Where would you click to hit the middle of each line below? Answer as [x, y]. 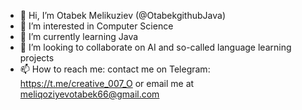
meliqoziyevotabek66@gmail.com [89, 94]
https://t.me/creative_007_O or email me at [107, 83]
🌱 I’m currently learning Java [79, 36]
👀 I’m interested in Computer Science [96, 26]
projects [37, 58]
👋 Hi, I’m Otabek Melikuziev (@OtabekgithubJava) [122, 15]
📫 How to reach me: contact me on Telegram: [115, 69]
